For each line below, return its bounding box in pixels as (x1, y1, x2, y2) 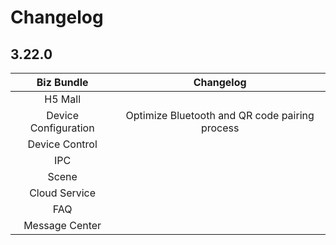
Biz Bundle (36, 76, 89, 89)
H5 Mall (44, 92, 82, 106)
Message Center (23, 219, 102, 232)
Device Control (27, 137, 98, 151)
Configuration (29, 121, 95, 135)
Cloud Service (29, 186, 97, 200)
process (200, 121, 240, 135)
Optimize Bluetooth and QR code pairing (125, 109, 315, 122)
